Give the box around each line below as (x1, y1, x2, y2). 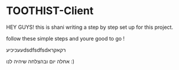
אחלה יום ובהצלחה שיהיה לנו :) (6, 58, 75, 65)
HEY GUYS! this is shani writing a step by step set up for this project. (6, 24, 173, 31)
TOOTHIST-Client (6, 4, 94, 18)
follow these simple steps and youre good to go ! (6, 35, 125, 42)
